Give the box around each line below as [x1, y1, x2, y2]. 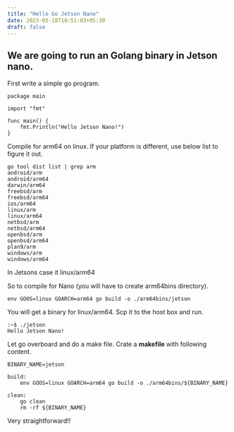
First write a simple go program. [7, 79, 100, 88]
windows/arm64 [7, 256, 49, 263]
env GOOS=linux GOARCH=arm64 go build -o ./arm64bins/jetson [7, 295, 191, 303]
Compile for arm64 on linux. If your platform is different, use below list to [7, 142, 218, 151]
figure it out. [7, 149, 43, 159]
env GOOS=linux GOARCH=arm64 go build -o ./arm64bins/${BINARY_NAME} [20, 380, 229, 387]
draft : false [7, 23, 46, 30]
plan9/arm [7, 244, 37, 251]
